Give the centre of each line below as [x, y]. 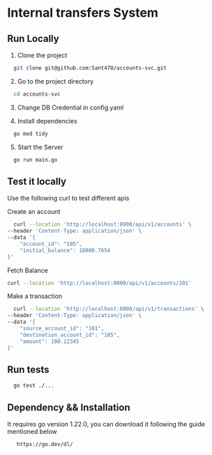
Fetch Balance [28, 270]
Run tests [28, 370]
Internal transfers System [83, 13]
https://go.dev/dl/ [45, 445]
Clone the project [42, 55]
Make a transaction [35, 296]
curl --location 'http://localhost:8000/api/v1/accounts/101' [99, 283]
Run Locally [33, 39]
